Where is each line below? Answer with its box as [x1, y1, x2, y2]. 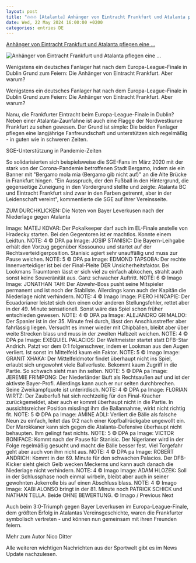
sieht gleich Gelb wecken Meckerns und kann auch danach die [22, 461, 174, 468]
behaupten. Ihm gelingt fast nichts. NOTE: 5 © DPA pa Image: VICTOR [6, 430, 174, 437]
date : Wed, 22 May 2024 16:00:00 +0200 [6, 19, 103, 25]
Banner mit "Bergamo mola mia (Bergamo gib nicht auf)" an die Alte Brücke [6, 171, 187, 178]
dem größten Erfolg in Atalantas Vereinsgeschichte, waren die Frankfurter [6, 509, 183, 516]
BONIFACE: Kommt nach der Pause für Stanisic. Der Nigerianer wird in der [6, 436, 184, 443]
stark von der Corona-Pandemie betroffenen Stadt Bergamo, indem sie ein [6, 165, 185, 172]
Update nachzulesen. [6, 551, 57, 558]
